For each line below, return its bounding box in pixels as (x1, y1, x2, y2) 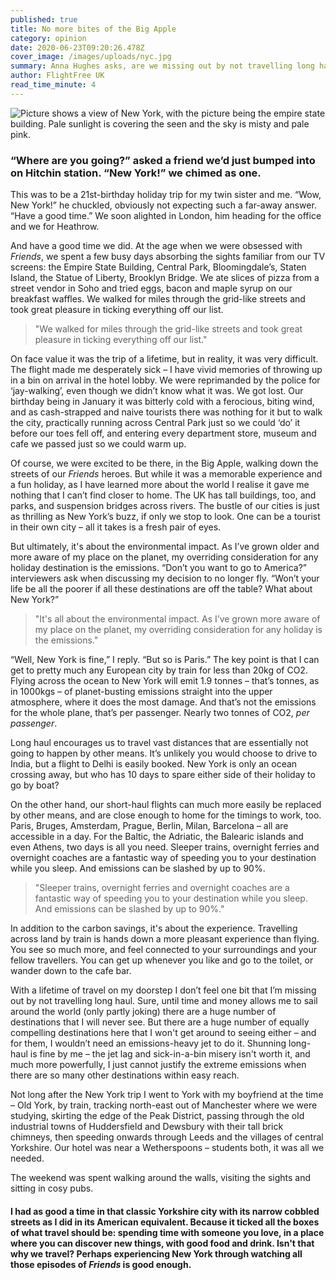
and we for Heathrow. (10, 221, 100, 233)
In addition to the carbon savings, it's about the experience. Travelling (10, 922, 298, 935)
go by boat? (10, 779, 60, 791)
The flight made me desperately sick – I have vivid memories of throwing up (10, 364, 323, 376)
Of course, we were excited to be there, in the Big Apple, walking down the (10, 457, 319, 470)
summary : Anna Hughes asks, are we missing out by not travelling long (10, 61, 315, 71)
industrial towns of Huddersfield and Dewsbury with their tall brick (10, 1121, 284, 1133)
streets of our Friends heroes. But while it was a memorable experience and (10, 468, 323, 480)
